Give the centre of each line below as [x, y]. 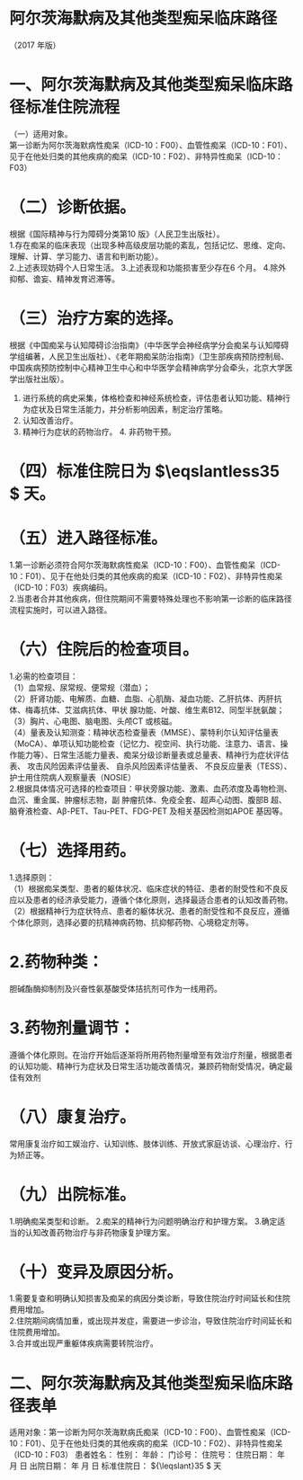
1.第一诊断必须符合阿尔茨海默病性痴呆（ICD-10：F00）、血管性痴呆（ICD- [145, 565]
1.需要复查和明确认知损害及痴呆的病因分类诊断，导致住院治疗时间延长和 [142, 1298]
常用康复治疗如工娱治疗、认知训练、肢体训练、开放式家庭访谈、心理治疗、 [147, 1144]
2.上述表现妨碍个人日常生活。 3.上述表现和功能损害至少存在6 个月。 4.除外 [148, 267]
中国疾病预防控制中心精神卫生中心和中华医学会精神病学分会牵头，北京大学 [147, 367]
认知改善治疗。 [50, 420]
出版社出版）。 [43, 379]
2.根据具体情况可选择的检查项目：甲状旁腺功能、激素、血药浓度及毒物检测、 [151, 789]
